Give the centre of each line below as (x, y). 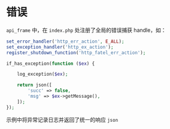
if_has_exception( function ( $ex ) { (51, 64)
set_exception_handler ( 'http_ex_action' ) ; (60, 47)
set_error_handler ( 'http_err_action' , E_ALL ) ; (65, 41)
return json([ (34, 85)
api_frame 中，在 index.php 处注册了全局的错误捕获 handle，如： (86, 30)
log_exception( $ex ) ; (42, 74)
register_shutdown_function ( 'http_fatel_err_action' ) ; (76, 52)
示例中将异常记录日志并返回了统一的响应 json (62, 119)
